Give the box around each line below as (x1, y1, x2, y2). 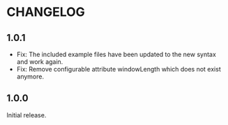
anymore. (16, 72, 45, 81)
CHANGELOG (6, 4, 85, 20)
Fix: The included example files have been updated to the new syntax (16, 50, 217, 58)
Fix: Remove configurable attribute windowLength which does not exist (16, 65, 221, 73)
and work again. (16, 58, 63, 66)
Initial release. (6, 110, 47, 119)
